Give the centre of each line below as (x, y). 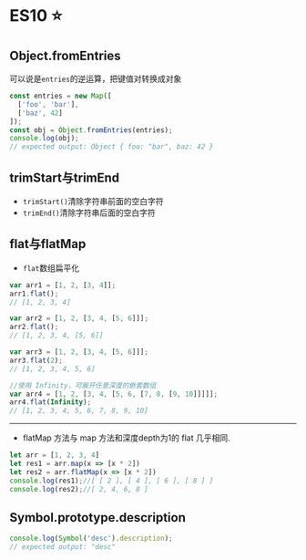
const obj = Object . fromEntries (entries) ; (91, 130)
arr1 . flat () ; (34, 294)
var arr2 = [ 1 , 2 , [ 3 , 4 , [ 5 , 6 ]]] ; (79, 318)
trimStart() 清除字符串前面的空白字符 (93, 201)
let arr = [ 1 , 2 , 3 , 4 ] (55, 455)
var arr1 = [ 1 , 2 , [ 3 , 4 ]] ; (63, 285)
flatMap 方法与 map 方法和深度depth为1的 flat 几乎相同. (126, 438)
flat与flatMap (48, 244)
